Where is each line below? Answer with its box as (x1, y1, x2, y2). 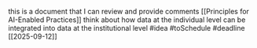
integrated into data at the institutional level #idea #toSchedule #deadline (8, 24, 245, 32)
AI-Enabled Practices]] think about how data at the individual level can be (8, 15, 246, 24)
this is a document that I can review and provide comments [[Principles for (8, 7, 250, 16)
